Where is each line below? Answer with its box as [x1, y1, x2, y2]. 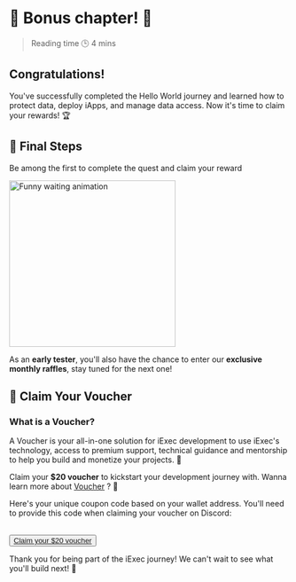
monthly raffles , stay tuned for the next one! [9, 363, 173, 374]
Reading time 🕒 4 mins [30, 37, 117, 48]
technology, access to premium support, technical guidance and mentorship [9, 445, 288, 456]
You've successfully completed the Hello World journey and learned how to [9, 90, 284, 101]
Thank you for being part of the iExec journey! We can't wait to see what [9, 554, 274, 564]
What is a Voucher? [9, 415, 96, 428]
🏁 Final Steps [9, 139, 82, 154]
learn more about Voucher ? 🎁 [9, 481, 119, 492]
